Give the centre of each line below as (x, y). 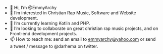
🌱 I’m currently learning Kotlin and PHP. (50, 23)
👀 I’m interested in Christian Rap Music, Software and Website (73, 13)
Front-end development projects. (44, 34)
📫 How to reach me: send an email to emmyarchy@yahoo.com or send (83, 39)
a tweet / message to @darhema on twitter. (54, 46)
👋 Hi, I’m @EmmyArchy (33, 8)
